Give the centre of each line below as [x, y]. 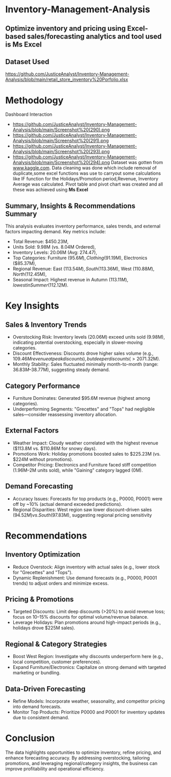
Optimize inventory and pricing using [66, 28]
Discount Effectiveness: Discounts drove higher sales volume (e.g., [83, 353]
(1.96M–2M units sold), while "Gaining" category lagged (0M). [78, 470]
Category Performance [43, 386]
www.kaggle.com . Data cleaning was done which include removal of [85, 168]
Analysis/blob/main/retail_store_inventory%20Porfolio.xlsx [67, 79]
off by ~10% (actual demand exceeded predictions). [67, 504]
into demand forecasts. [37, 707]
